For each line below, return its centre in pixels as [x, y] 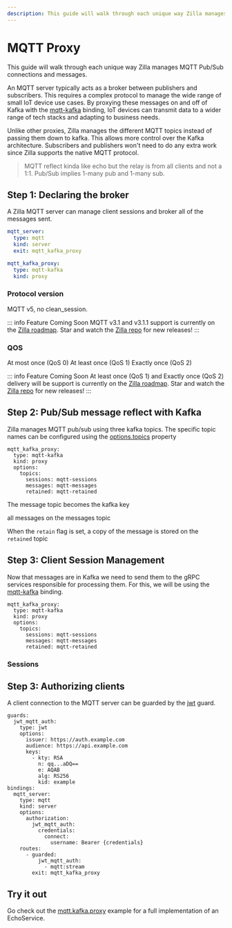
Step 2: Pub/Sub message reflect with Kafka [104, 412]
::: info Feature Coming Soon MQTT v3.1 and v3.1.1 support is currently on [111, 322]
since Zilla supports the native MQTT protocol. [73, 152]
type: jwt [34, 728]
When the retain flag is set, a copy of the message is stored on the [103, 531]
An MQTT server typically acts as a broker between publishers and [103, 88]
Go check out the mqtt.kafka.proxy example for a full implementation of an [113, 911]
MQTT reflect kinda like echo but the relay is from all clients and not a [123, 166]
